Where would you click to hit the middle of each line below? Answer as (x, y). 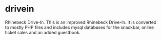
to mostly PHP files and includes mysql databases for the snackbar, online (80, 27)
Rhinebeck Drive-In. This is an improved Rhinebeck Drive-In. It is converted (81, 22)
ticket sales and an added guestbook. (43, 32)
